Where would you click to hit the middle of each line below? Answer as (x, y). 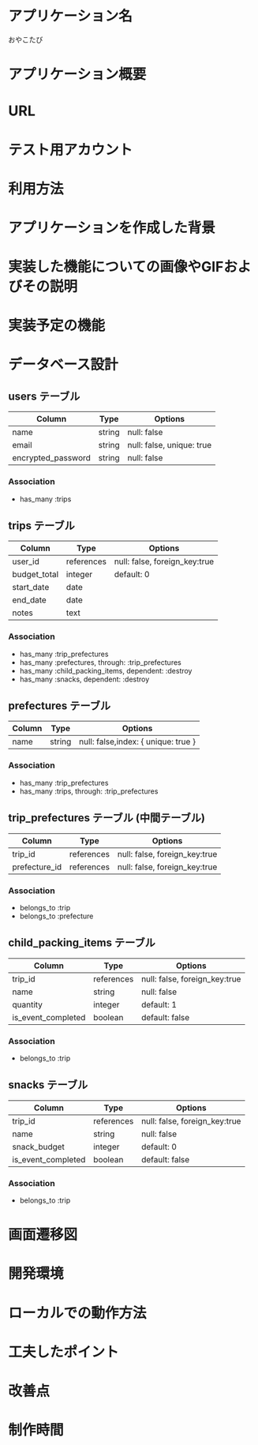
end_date (30, 600)
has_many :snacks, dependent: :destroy (84, 679)
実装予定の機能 (57, 326)
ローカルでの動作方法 (78, 1313)
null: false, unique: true (169, 445)
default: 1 (159, 1004)
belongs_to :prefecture (56, 916)
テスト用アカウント (71, 150)
